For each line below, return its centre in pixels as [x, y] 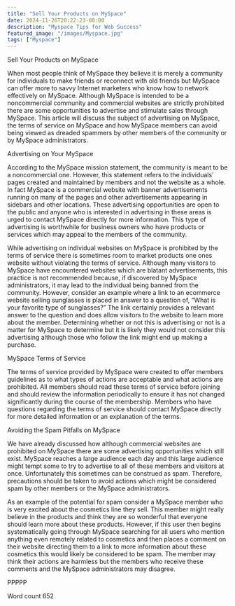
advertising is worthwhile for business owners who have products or [106, 227]
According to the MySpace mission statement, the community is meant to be [117, 167]
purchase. [22, 345]
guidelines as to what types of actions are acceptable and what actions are [115, 380]
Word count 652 [31, 596]
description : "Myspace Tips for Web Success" [74, 27]
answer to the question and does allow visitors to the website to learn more [115, 315]
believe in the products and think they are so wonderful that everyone [108, 517]
